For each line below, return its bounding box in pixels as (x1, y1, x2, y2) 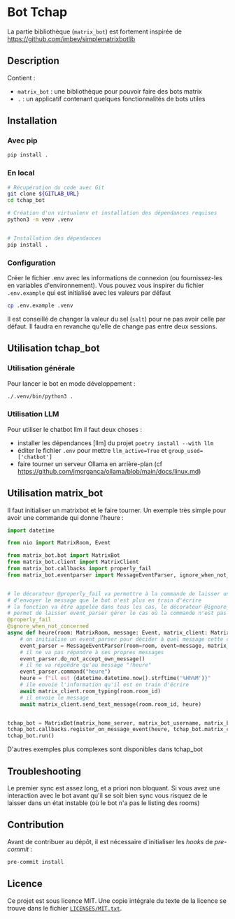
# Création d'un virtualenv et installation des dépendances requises (7, 210, 218, 217)
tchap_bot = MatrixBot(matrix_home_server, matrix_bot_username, (7, 719, 201, 727)
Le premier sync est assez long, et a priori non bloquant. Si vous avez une (7, 784, 220, 793)
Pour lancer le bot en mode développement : (7, 379, 136, 388)
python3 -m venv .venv (7, 216, 73, 224)
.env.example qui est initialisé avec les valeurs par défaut (7, 289, 171, 297)
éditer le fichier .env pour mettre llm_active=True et (17, 446, 167, 454)
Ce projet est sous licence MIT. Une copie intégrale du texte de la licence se (7, 896, 227, 905)
